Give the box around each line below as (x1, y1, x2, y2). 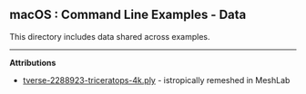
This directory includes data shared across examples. (9, 31, 211, 42)
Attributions (9, 57, 56, 68)
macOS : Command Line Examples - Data (9, 7, 247, 23)
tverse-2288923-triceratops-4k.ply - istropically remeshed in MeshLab (22, 74, 291, 85)
